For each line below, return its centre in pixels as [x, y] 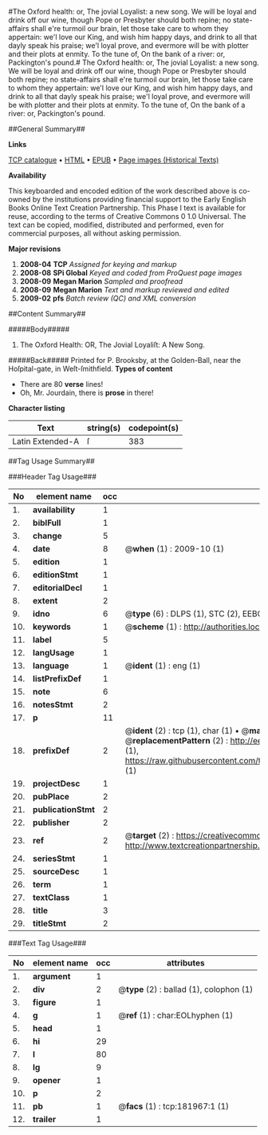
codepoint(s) [154, 428]
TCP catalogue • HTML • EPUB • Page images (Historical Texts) [114, 160]
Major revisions [35, 249]
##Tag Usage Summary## [52, 461]
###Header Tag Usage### [53, 476]
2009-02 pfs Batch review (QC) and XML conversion [108, 298]
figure [45, 1002]
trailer [45, 1119]
